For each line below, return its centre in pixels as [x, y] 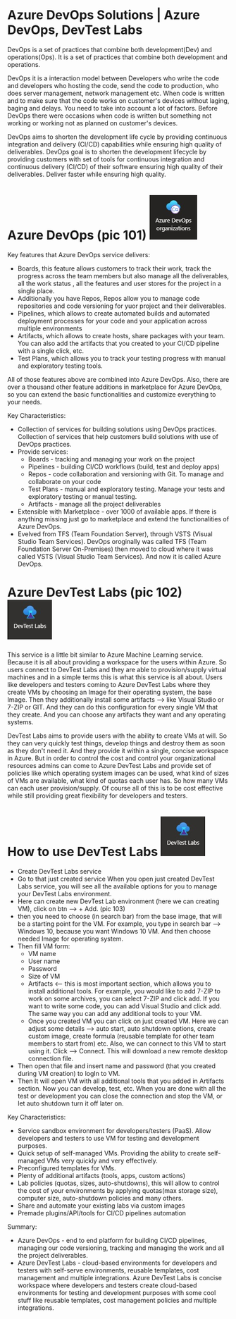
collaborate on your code [64, 481]
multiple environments [50, 328]
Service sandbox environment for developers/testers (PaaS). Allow [114, 1130]
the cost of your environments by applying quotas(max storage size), [118, 1190]
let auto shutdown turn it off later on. [70, 1103]
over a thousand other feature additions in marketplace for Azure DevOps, [115, 387]
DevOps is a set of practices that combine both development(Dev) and [110, 49]
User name [44, 961]
